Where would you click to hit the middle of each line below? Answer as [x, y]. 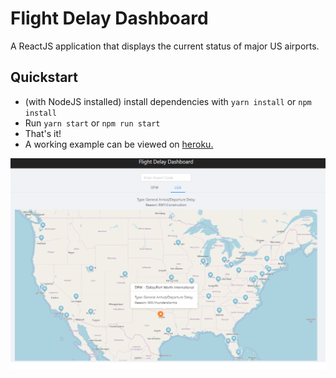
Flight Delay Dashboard [109, 18]
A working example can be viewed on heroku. [119, 144]
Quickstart [44, 77]
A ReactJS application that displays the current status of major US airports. [165, 46]
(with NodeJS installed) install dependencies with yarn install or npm [168, 101]
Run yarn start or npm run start [92, 123]
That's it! [43, 133]
